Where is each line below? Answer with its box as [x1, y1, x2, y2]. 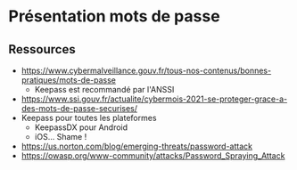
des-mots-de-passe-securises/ [21, 103, 138, 113]
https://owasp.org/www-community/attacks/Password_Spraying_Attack [21, 150, 285, 161]
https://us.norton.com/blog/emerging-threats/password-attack [21, 141, 253, 151]
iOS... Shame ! [34, 132, 87, 142]
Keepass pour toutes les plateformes [21, 113, 157, 123]
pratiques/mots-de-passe [21, 75, 117, 85]
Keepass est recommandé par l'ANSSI [34, 85, 175, 94]
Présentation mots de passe [8, 6, 220, 27]
